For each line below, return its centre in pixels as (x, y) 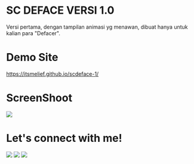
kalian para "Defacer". (33, 33)
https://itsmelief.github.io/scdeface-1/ (53, 74)
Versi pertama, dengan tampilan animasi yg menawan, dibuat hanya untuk (97, 27)
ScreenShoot (39, 98)
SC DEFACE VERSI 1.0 (60, 10)
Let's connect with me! (64, 138)
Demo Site (32, 58)
